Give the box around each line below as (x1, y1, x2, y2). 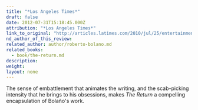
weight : (6, 63, 25, 69)
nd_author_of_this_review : (6, 36, 72, 42)
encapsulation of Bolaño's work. (6, 98, 84, 105)
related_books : (6, 47, 44, 53)
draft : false (6, 14, 38, 20)
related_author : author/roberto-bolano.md (6, 42, 112, 48)
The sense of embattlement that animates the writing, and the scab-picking (6, 85, 189, 92)
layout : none (6, 69, 38, 75)
